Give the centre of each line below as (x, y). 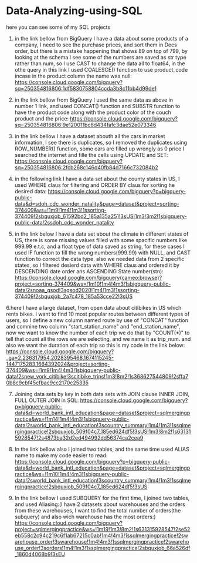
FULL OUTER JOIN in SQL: (47, 400)
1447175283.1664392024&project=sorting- (58, 364)
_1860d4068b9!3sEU (40, 554)
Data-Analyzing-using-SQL (74, 11)
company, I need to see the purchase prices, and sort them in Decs (96, 45)
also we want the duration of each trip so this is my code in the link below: (96, 345)
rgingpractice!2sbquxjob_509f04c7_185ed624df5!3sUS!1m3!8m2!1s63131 (103, 431)
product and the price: (42, 118)
